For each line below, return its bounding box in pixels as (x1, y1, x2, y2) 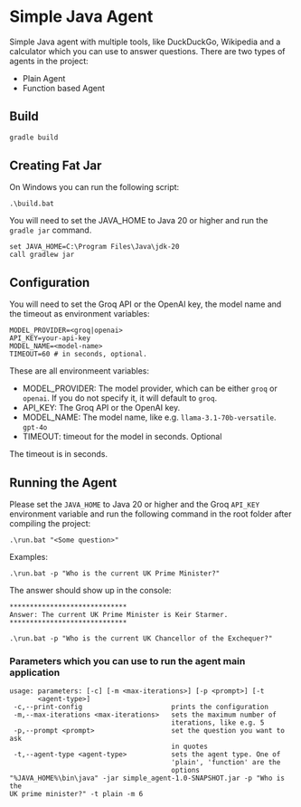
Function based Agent (22, 82, 106, 93)
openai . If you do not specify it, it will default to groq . (22, 393, 218, 403)
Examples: (9, 552, 48, 563)
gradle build (9, 133, 59, 142)
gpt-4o (22, 423, 48, 432)
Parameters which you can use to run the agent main (9, 654, 246, 667)
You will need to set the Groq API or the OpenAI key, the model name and (9, 299, 282, 309)
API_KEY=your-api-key (9, 334, 91, 343)
